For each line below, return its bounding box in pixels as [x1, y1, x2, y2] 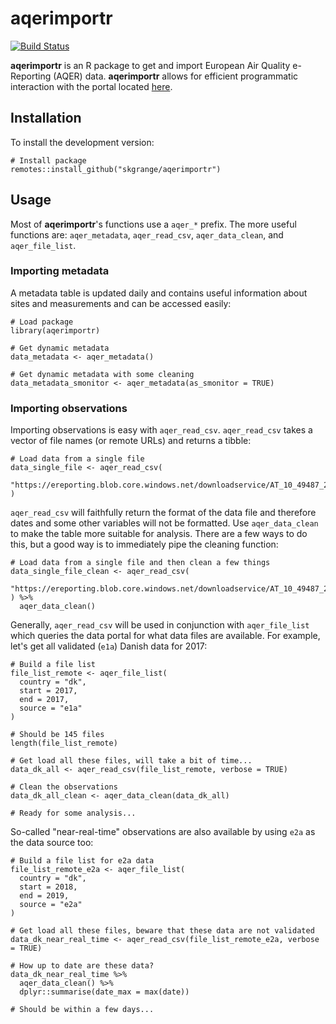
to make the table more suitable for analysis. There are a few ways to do [10, 528, 308, 540]
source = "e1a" [19, 703, 83, 714]
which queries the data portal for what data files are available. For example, [10, 630, 321, 642]
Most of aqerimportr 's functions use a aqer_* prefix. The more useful [10, 218, 297, 230]
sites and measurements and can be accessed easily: [10, 297, 232, 309]
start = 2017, [19, 686, 78, 696]
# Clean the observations [10, 782, 118, 792]
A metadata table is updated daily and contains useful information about [10, 287, 308, 299]
